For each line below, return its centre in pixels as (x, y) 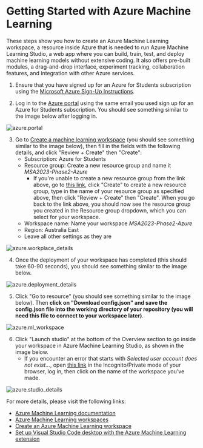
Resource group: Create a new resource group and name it (98, 165)
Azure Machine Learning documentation (65, 413)
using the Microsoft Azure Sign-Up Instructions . (75, 91)
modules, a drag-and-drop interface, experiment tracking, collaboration (95, 66)
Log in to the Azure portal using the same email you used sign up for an (104, 103)
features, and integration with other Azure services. (71, 73)
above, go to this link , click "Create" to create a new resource (110, 185)
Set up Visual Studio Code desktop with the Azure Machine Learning (101, 432)
